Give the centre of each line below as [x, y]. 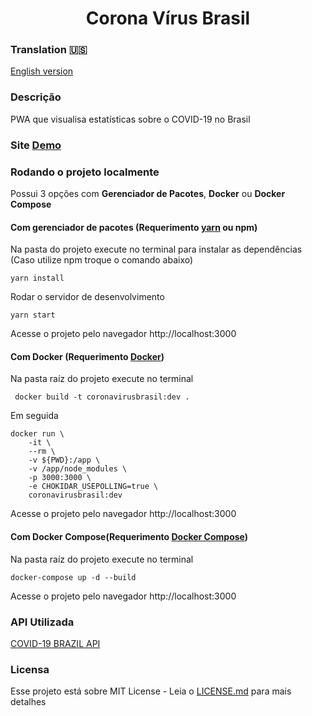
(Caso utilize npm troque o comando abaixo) [102, 260]
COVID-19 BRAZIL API [55, 643]
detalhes [28, 702]
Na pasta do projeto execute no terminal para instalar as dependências [156, 249]
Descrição [36, 97]
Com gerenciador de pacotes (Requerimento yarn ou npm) [134, 227]
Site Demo [36, 145]
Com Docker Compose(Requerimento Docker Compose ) [129, 536]
